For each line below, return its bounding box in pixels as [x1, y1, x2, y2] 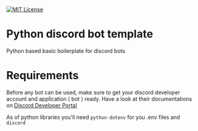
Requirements [6, 69, 79, 82]
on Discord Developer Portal [6, 101, 77, 109]
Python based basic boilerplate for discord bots [6, 47, 126, 54]
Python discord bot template [6, 27, 154, 41]
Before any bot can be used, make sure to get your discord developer [6, 88, 180, 96]
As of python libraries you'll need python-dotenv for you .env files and [6, 113, 180, 121]
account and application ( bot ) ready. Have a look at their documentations [6, 95, 193, 102]
